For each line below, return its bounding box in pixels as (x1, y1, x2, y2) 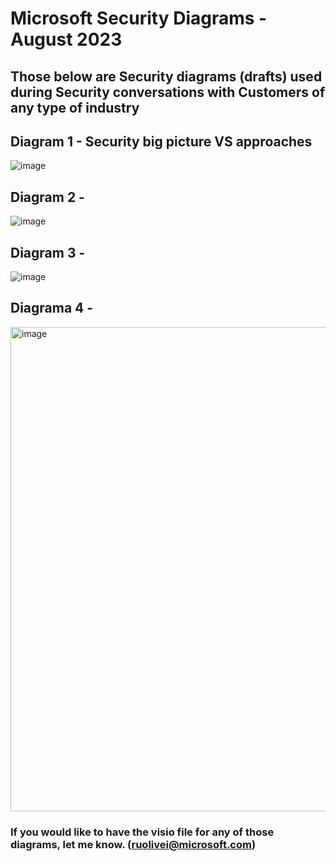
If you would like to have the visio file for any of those (10, 825, 275, 839)
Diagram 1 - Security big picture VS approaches (10, 133, 313, 150)
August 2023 (10, 28, 123, 51)
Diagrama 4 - (10, 300, 94, 317)
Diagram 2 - (10, 188, 85, 206)
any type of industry (10, 99, 140, 116)
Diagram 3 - (10, 244, 86, 261)
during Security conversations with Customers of (10, 83, 326, 101)
